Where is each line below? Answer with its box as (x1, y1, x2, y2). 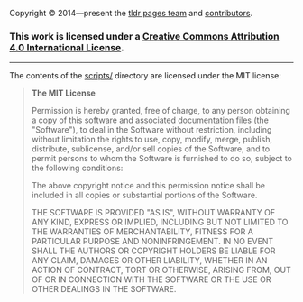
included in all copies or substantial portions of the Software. (31, 189, 258, 201)
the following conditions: (31, 162, 124, 174)
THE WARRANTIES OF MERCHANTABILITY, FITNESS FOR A (31, 226, 254, 237)
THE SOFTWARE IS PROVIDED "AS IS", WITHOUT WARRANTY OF (31, 207, 276, 218)
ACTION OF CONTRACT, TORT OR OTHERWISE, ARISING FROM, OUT (31, 265, 291, 276)
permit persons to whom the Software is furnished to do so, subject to (31, 153, 293, 164)
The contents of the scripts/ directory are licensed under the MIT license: (9, 70, 281, 81)
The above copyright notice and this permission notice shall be (31, 180, 266, 191)
